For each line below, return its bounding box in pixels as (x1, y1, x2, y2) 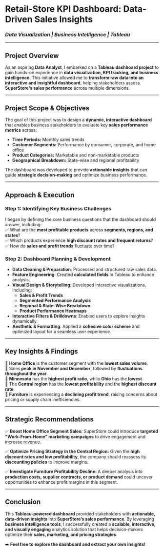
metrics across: (5, 127, 37, 133)
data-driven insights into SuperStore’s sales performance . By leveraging (5, 516, 155, 522)
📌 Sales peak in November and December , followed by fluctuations (5, 365, 143, 371)
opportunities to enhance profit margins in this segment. (5, 479, 118, 485)
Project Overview (5, 51, 59, 59)
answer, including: (5, 221, 42, 227)
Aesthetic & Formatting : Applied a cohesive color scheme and (12, 323, 140, 330)
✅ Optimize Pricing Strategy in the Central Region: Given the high (5, 448, 140, 454)
